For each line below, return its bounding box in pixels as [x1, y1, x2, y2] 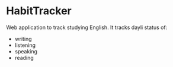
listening [14, 42, 36, 49]
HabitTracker [6, 4, 72, 18]
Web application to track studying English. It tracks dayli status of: [6, 24, 168, 31]
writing [14, 35, 32, 42]
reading [14, 54, 34, 61]
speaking [14, 47, 37, 55]
